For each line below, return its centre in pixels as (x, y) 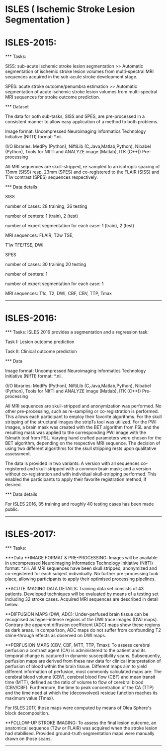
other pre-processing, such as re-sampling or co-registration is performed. (82, 411)
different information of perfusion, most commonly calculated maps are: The (83, 672)
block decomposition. (27, 713)
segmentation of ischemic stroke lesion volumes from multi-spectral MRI (80, 71)
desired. (14, 485)
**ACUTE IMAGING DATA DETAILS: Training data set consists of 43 (75, 588)
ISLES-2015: (31, 43)
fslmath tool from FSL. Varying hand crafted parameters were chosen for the (83, 438)
